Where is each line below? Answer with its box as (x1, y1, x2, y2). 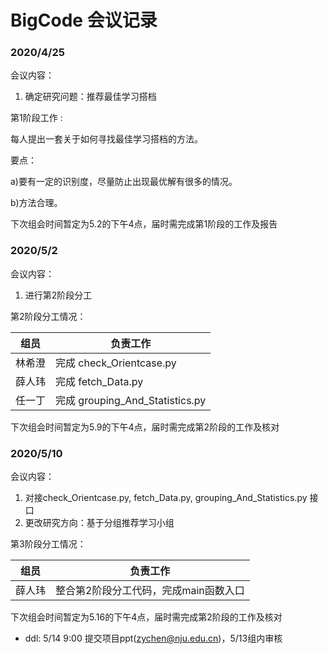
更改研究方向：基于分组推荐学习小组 (24, 517, 175, 529)
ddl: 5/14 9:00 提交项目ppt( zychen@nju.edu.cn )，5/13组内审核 (24, 632, 283, 645)
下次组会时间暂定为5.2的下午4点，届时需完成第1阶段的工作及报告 (10, 218, 278, 230)
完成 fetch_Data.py (55, 374, 144, 388)
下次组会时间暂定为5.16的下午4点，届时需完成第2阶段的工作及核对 (10, 611, 283, 623)
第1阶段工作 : (10, 112, 63, 124)
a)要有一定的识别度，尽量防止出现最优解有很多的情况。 (10, 176, 238, 188)
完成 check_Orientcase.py (55, 356, 177, 370)
